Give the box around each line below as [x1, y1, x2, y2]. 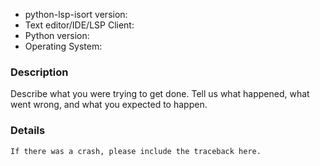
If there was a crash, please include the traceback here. [10, 146, 262, 156]
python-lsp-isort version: [24, 9, 128, 20]
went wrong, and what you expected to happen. [10, 99, 208, 111]
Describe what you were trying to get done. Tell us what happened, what [10, 88, 310, 100]
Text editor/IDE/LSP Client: [24, 19, 135, 31]
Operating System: [24, 40, 103, 52]
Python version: [24, 30, 90, 41]
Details [10, 124, 46, 138]
